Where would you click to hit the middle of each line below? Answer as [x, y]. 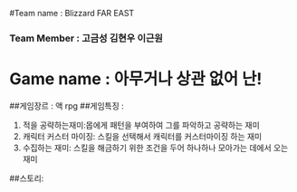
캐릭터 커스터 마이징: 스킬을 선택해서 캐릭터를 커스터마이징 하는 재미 [142, 136]
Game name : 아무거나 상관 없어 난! [136, 79]
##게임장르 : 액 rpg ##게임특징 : [67, 106]
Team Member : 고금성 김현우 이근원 [86, 38]
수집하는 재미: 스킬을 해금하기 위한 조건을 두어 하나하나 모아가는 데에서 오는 [155, 148]
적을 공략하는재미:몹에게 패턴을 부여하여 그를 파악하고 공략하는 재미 [141, 125]
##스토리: [27, 178]
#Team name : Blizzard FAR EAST [72, 13]
